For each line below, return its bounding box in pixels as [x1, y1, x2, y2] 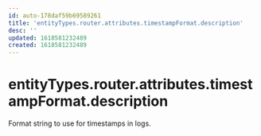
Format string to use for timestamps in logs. [8, 119, 151, 128]
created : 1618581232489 [8, 41, 88, 49]
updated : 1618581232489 [8, 33, 88, 42]
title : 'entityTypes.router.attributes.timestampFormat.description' [8, 19, 244, 27]
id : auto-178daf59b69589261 [8, 11, 102, 20]
